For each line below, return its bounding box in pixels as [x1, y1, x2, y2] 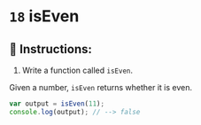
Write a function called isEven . [21, 65, 134, 75]
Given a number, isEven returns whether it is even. [9, 82, 193, 92]
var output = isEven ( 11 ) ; [9, 99, 104, 108]
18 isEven [9, 6, 80, 27]
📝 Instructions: [9, 42, 93, 57]
